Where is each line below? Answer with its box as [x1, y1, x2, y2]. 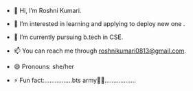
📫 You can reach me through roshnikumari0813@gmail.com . [13, 47, 187, 55]
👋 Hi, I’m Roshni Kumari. [13, 7, 82, 14]
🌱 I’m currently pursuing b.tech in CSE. [13, 33, 124, 41]
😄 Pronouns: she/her [13, 62, 74, 70]
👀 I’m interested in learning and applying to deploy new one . [13, 20, 185, 27]
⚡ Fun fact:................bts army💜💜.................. [13, 76, 136, 84]
